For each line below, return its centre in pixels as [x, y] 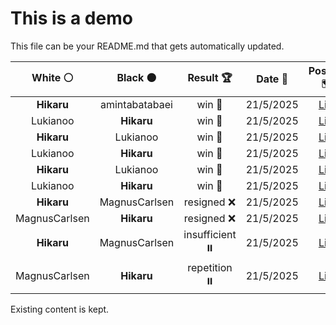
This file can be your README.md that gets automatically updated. [147, 46]
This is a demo [71, 18]
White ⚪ [52, 77]
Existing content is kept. [60, 309]
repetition [210, 267]
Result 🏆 [210, 77]
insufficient [210, 234]
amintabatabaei [136, 104]
